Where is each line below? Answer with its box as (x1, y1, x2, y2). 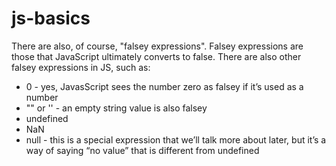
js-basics (11, 7, 91, 30)
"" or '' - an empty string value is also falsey (25, 102, 208, 114)
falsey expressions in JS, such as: (11, 61, 151, 73)
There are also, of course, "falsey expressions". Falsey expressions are (11, 40, 304, 52)
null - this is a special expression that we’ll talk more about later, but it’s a (25, 133, 327, 146)
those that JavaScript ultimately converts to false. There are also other (11, 50, 302, 62)
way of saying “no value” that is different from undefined (25, 144, 260, 156)
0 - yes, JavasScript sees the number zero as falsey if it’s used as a (25, 80, 304, 92)
